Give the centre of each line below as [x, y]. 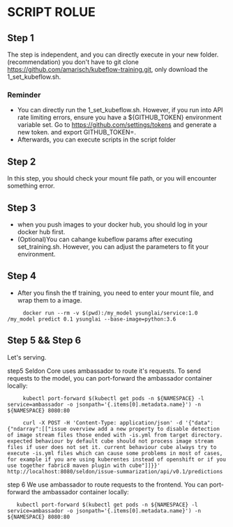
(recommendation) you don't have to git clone [73, 62]
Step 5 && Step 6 [44, 341]
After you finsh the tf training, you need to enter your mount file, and [115, 293]
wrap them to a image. [50, 300]
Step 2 [22, 161]
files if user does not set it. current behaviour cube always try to [112, 447]
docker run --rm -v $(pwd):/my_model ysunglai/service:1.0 [110, 313]
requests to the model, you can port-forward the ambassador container [110, 378]
